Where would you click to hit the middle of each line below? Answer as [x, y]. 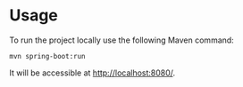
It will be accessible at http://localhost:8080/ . [92, 73]
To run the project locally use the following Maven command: [121, 40]
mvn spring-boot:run [48, 56]
